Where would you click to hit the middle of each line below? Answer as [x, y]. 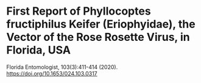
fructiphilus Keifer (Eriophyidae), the [101, 24]
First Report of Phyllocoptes [79, 11]
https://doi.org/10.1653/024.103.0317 [52, 73]
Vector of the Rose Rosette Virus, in [98, 37]
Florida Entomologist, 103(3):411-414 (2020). [62, 67]
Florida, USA [39, 50]
